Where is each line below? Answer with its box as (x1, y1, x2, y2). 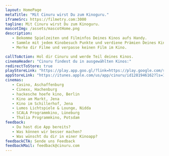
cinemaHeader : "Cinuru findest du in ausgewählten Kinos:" (5, 59, 132, 64)
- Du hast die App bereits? (12, 124, 71, 129)
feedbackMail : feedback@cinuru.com (5, 143, 80, 148)
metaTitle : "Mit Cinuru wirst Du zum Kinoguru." (5, 12, 109, 17)
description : (5, 31, 33, 36)
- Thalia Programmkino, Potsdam (12, 115, 80, 120)
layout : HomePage (5, 7, 42, 13)
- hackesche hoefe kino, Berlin (12, 91, 80, 96)
